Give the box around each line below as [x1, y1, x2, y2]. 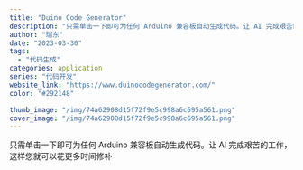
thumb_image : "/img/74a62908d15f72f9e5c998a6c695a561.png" [9, 105, 236, 114]
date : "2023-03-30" [9, 38, 83, 48]
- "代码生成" [17, 55, 61, 64]
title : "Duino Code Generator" [9, 13, 127, 23]
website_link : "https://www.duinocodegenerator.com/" [9, 80, 216, 90]
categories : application [9, 64, 103, 73]
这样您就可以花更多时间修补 [9, 151, 113, 162]
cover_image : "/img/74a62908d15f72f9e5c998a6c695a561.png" [9, 114, 236, 123]
